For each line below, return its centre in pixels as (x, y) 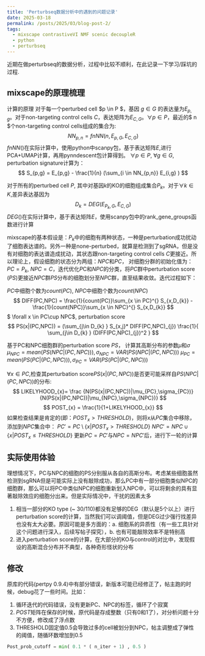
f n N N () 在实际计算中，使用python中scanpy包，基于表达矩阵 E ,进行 (89, 148)
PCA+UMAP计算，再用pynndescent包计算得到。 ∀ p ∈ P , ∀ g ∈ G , (91, 156)
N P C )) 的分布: (35, 381)
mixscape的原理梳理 (46, 93)
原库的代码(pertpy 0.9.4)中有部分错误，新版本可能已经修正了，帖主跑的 (96, 584)
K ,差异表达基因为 (28, 194)
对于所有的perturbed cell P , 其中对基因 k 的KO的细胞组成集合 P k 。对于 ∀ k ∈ (100, 186)
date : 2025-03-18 (29, 18)
